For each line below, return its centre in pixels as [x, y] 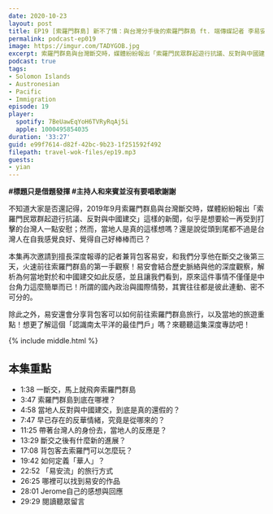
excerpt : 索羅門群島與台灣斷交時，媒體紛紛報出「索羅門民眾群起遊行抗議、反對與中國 [134, 54]
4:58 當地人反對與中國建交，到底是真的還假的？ [100, 409]
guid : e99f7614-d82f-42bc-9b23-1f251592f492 [85, 144]
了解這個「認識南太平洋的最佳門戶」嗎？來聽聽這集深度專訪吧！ [143, 325]
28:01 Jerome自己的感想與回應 [71, 491]
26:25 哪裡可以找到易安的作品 [70, 481]
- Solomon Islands [39, 76]
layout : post [30, 24]
